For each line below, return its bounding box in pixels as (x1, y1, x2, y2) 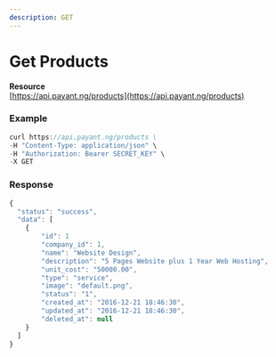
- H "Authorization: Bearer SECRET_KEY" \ (9, 149, 166, 158)
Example (9, 112, 48, 125)
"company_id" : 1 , (41, 240, 105, 249)
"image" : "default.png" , (41, 281, 134, 290)
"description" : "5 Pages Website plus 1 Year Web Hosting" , (41, 256, 269, 265)
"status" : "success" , (17, 207, 98, 216)
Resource (9, 81, 46, 92)
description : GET (9, 12, 74, 22)
